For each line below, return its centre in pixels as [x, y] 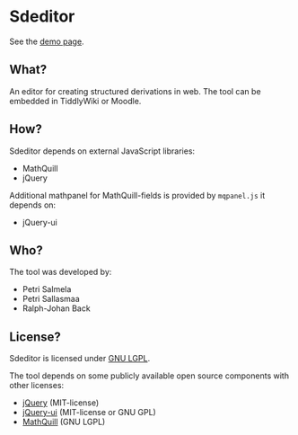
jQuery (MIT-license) [61, 403]
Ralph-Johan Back [57, 308]
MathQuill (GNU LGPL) [64, 422]
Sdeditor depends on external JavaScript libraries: [102, 151]
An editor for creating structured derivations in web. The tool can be [136, 91]
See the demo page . [47, 41]
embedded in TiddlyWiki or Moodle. [75, 101]
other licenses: [37, 386]
